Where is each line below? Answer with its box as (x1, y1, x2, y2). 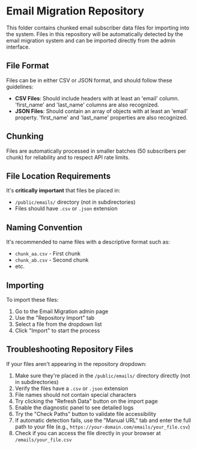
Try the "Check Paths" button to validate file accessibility (14, 410, 157, 417)
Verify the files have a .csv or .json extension (14, 385, 129, 392)
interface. (6, 43, 30, 50)
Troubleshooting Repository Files (6, 344, 133, 355)
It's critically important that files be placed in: (6, 187, 121, 194)
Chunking (6, 131, 44, 142)
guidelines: (6, 83, 34, 90)
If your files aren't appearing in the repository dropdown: (6, 360, 147, 367)
